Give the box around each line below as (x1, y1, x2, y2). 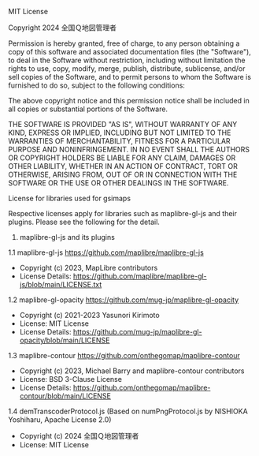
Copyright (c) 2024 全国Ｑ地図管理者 (19, 432, 139, 440)
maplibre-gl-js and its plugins (19, 233, 116, 241)
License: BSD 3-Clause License (19, 375, 122, 383)
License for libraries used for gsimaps (8, 193, 131, 203)
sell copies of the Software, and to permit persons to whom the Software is (8, 73, 252, 81)
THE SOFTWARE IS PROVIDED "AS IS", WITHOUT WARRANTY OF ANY (8, 120, 238, 129)
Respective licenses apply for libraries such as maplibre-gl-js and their (8, 209, 238, 218)
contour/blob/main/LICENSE (19, 391, 112, 401)
